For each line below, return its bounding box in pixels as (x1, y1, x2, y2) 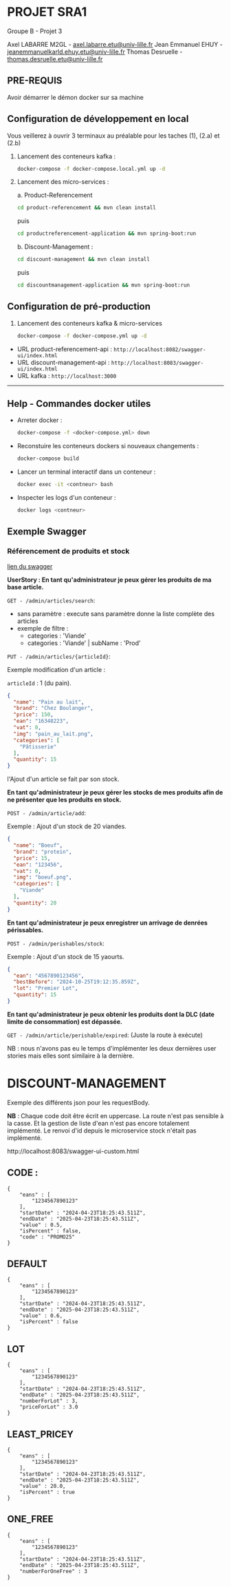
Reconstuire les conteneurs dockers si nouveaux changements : (16, 442, 199, 450)
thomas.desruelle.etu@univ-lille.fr (7, 54, 103, 63)
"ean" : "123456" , (13, 861, 63, 868)
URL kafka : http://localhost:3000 (16, 371, 117, 379)
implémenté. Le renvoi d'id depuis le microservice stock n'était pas (7, 1126, 197, 1135)
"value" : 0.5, (19, 1221, 63, 1228)
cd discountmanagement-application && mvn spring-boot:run (16, 282, 190, 289)
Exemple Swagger (7, 526, 87, 538)
